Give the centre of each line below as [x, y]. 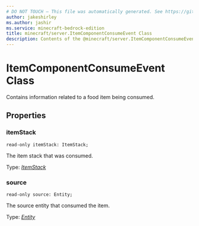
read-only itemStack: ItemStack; [47, 145]
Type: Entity [21, 217]
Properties [26, 116]
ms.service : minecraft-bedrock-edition [55, 28]
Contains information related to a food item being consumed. [81, 97]
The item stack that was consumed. [50, 155]
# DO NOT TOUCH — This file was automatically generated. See [84, 12]
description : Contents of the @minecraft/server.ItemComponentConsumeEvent [102, 39]
